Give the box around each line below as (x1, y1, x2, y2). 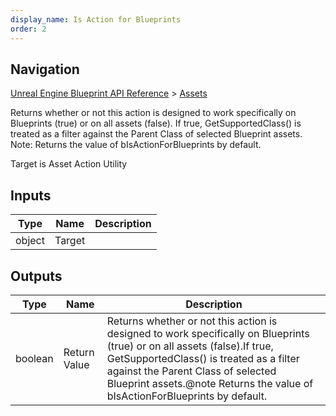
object (15, 234, 45, 248)
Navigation (10, 61, 80, 78)
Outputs (10, 267, 63, 285)
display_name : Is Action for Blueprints (10, 14, 182, 25)
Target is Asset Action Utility (10, 158, 128, 170)
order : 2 (10, 24, 47, 34)
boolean (15, 351, 54, 365)
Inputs (10, 187, 52, 204)
